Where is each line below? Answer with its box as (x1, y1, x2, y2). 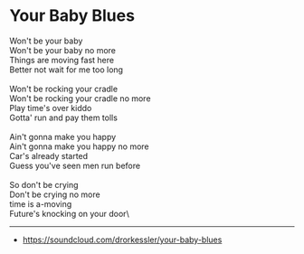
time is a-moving (9, 198, 72, 209)
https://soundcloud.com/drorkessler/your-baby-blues (22, 234, 223, 245)
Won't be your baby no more (9, 44, 116, 55)
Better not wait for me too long (9, 64, 124, 75)
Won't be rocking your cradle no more (9, 92, 151, 104)
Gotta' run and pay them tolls (9, 112, 118, 123)
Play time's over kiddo (9, 102, 92, 113)
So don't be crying (9, 179, 79, 190)
